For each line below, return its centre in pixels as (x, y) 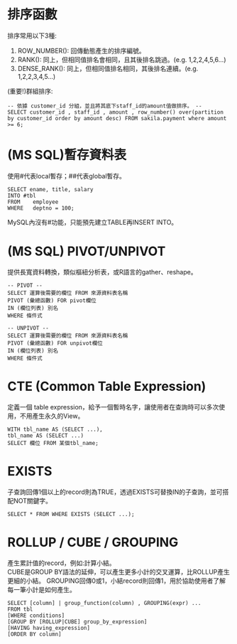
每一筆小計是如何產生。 (42, 589)
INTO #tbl (22, 195)
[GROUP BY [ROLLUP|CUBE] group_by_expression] (77, 622)
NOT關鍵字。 (32, 500)
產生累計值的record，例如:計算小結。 (61, 563)
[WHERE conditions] (36, 616)
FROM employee (33, 202)
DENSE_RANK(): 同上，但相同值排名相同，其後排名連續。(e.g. (108, 68)
